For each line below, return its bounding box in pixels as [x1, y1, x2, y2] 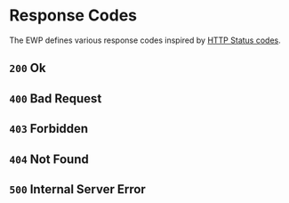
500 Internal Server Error [9, 182, 147, 197]
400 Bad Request [9, 91, 102, 106]
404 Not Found [9, 151, 89, 166]
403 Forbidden [9, 121, 89, 136]
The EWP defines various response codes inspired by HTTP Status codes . [9, 35, 282, 45]
